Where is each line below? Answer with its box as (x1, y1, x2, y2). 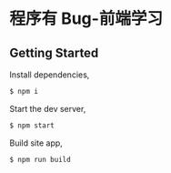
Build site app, (9, 137, 64, 148)
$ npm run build (9, 155, 71, 164)
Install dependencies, (9, 69, 90, 80)
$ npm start (9, 120, 55, 130)
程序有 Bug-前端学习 (9, 8, 164, 29)
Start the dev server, (9, 103, 86, 114)
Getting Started (9, 45, 99, 60)
